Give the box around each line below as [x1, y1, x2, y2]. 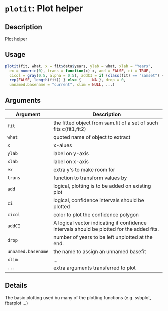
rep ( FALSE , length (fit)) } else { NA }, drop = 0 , [9, 78, 126, 83]
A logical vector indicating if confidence [53, 219, 147, 226]
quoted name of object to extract [53, 134, 131, 140]
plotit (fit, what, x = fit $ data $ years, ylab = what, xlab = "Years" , [5, 63, 153, 69]
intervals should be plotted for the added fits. [53, 226, 159, 232]
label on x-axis [53, 158, 89, 165]
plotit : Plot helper [5, 3, 83, 14]
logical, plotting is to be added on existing [53, 183, 151, 189]
